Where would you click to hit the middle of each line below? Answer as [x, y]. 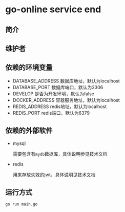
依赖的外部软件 [29, 131]
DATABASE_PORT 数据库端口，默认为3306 [58, 87]
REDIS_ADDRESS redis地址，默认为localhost [60, 107]
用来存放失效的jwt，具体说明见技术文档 [54, 175]
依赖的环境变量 [29, 68]
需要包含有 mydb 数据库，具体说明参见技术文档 [60, 154]
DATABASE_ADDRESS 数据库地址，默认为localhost [66, 81]
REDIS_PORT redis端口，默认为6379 [51, 113]
